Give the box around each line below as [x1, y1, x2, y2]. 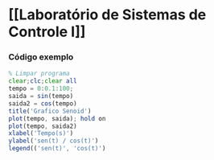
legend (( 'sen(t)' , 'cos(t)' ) [8, 145, 106, 153]
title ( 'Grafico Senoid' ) [8, 107, 92, 115]
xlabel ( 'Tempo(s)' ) [8, 129, 74, 137]
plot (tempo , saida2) [8, 122, 78, 130]
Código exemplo [8, 51, 74, 63]
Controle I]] [8, 23, 86, 41]
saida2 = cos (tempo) [8, 99, 78, 108]
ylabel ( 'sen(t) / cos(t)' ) [8, 137, 99, 146]
